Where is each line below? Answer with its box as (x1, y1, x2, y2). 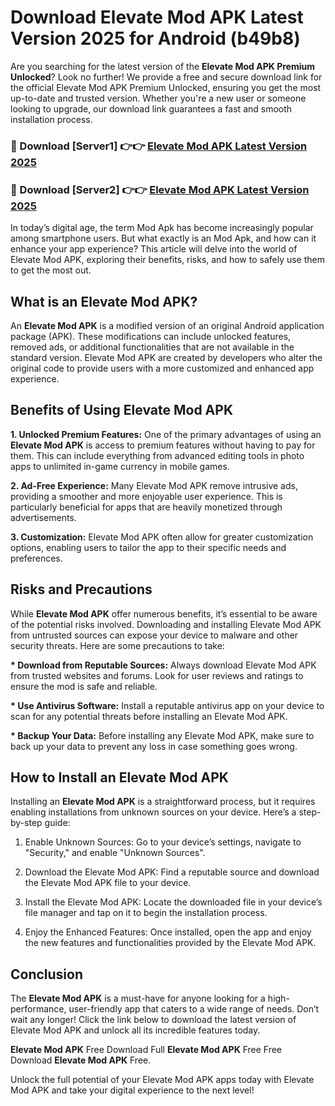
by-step (10, 817, 43, 829)
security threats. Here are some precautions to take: (10, 639, 225, 651)
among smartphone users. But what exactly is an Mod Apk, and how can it (10, 232, 317, 245)
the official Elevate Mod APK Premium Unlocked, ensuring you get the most (10, 81, 322, 93)
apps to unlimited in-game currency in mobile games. (10, 460, 230, 472)
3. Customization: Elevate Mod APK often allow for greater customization (10, 531, 314, 543)
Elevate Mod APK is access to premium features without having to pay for (10, 439, 316, 451)
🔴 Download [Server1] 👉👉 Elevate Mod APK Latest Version (10, 139, 308, 153)
